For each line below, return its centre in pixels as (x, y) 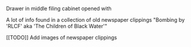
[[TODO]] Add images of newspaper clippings (62, 37)
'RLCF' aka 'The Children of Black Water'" (57, 26)
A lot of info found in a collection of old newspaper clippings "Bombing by (95, 20)
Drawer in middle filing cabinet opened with (59, 9)
